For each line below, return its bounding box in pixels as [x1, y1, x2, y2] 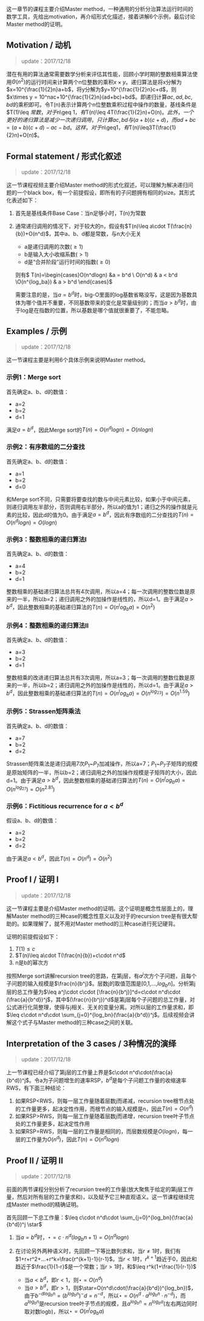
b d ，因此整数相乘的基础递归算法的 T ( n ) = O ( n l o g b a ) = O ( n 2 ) [6, 602, 155, 612]
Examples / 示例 [6, 326, 67, 336]
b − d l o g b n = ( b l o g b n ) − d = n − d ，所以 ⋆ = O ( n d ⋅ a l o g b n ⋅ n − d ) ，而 [35, 1291, 186, 1300]
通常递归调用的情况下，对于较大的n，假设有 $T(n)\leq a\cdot [15, 223, 166, 230]
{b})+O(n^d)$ [15, 230, 49, 238]
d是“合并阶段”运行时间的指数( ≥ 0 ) [24, 258, 111, 266]
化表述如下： [6, 197, 38, 204]
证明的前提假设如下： [6, 933, 59, 940]
